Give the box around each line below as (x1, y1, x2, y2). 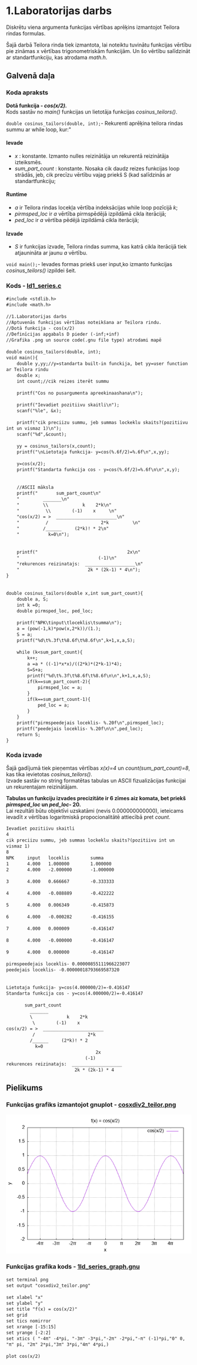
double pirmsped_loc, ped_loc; (16, 608, 94, 614)
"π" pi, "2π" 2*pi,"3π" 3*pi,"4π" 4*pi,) (6, 1341, 109, 1347)
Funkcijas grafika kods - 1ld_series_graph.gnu (6, 1263, 140, 1271)
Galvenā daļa (6, 71, 55, 81)
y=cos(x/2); (16, 460, 46, 466)
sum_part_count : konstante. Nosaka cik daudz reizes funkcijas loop (14, 165, 180, 172)
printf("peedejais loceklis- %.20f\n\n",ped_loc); (16, 725, 143, 731)
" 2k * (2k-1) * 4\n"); (16, 566, 141, 572)
